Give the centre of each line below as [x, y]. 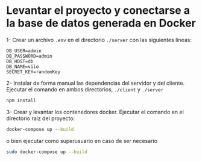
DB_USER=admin [24, 51]
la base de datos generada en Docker [101, 23]
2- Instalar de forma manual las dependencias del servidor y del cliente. [96, 83]
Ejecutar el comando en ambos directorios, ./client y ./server [85, 89]
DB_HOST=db [20, 61]
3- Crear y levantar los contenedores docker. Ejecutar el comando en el [95, 112]
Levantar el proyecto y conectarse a [98, 11]
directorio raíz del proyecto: [41, 118]
